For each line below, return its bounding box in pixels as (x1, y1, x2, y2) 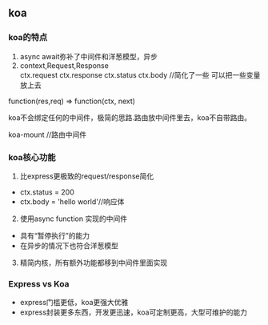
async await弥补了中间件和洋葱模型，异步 (19, 51, 158, 61)
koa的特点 (8, 32, 48, 43)
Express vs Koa (8, 278, 70, 289)
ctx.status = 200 (19, 187, 74, 197)
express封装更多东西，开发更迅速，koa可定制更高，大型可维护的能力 (19, 307, 248, 317)
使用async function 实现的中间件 (19, 214, 128, 223)
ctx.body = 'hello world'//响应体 (19, 196, 125, 207)
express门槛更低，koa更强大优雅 (19, 298, 129, 307)
